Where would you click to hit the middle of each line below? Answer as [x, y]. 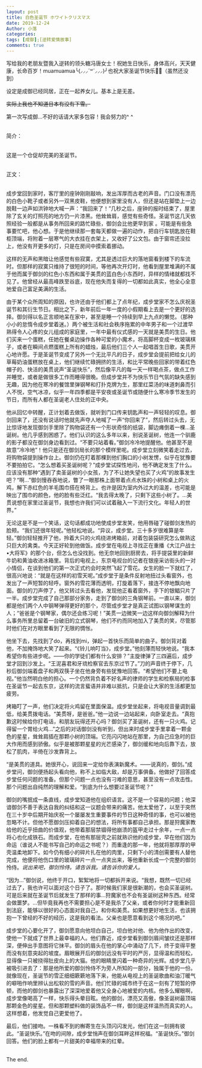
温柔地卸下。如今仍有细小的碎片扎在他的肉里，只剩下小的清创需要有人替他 [103, 852]
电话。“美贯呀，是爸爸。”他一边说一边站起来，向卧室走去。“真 [114, 714]
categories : [21, 34]
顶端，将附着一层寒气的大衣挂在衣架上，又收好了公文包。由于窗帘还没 [98, 238]
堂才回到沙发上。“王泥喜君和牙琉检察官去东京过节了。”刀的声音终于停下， [97, 663]
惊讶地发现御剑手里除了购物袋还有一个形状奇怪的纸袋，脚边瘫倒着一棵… [101, 427]
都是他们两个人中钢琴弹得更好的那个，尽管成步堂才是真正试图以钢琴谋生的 [98, 605]
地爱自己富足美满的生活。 [38, 289]
